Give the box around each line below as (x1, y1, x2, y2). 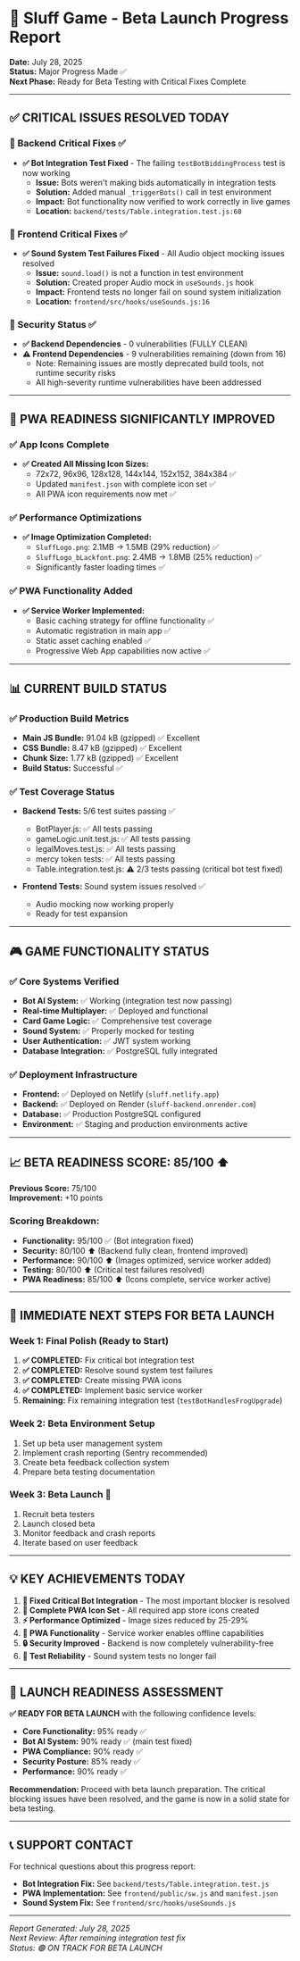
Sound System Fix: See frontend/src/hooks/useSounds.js (21, 1898, 237, 1908)
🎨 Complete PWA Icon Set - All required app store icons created (21, 1605, 260, 1615)
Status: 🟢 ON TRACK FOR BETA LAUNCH (9, 1942, 163, 1954)
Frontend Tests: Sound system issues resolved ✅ (21, 881, 205, 892)
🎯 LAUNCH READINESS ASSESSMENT (9, 1685, 224, 1700)
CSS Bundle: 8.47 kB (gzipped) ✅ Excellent (21, 743, 183, 754)
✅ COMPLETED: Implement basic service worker (21, 1385, 204, 1396)
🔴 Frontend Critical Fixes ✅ (9, 228, 128, 240)
